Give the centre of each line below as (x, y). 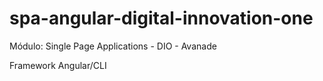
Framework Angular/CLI (58, 65)
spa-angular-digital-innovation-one (161, 18)
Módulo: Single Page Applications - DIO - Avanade (113, 46)
